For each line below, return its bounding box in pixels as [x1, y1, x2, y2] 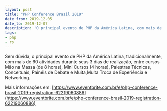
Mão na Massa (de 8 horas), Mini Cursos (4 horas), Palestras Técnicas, [5, 64, 151, 70]
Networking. [5, 74, 31, 80]
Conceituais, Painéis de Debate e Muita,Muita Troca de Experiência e [5, 69, 147, 75]
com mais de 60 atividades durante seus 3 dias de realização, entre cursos [5, 58, 160, 65]
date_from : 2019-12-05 [5, 16, 52, 21]
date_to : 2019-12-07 [5, 21, 48, 26]
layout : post [5, 7, 32, 12]
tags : [5, 30, 16, 35]
